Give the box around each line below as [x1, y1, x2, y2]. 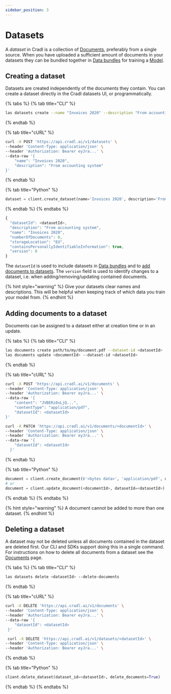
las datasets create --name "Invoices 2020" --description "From [5, 110, 147, 116]
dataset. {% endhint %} [5, 510, 54, 516]
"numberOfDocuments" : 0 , [10, 235, 63, 240]
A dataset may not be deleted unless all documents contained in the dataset [5, 538, 164, 545]
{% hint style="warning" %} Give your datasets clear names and [5, 284, 140, 290]
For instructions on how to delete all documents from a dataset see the [5, 549, 154, 556]
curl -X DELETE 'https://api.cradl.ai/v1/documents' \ [5, 603, 124, 608]
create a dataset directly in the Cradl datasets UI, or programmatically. [5, 91, 153, 97]
